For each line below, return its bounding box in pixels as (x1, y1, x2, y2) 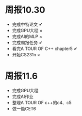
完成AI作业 (12, 93, 34, 99)
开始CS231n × (12, 51, 40, 57)
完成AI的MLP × (12, 33, 42, 39)
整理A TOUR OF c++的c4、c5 (12, 99, 72, 105)
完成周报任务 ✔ (12, 39, 43, 45)
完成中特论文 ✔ (12, 21, 43, 27)
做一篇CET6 (12, 105, 36, 112)
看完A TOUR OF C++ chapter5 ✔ (12, 46, 78, 51)
